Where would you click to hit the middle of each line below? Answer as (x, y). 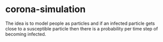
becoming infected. (26, 34)
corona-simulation (45, 9)
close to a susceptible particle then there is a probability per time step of (82, 28)
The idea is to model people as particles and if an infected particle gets (80, 23)
